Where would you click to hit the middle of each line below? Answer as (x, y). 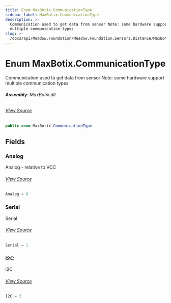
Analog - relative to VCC (31, 167)
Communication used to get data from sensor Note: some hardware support (85, 77)
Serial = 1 (17, 245)
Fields (15, 141)
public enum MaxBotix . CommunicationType (49, 126)
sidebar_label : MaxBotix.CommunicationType (52, 15)
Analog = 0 (17, 194)
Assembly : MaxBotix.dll (31, 95)
